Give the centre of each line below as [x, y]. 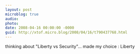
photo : [12, 23]
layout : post [19, 10]
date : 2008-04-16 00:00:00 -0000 [40, 28]
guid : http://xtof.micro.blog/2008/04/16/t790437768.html [66, 32]
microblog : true [22, 14]
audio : [12, 19]
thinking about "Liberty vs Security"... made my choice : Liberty [70, 46]
